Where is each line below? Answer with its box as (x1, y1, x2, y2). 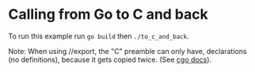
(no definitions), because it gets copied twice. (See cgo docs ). (8, 55, 212, 64)
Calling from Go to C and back (8, 5, 208, 23)
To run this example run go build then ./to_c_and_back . (8, 31, 189, 41)
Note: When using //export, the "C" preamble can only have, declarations (8, 46, 247, 56)
